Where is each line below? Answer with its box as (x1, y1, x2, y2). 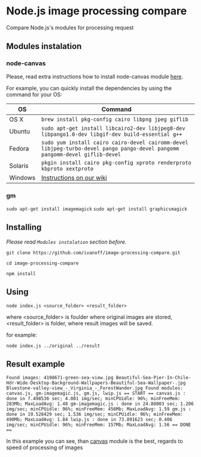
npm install (6, 270, 36, 276)
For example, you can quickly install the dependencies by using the (6, 84, 172, 92)
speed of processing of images (6, 444, 83, 451)
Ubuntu (9, 127, 31, 135)
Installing (6, 223, 42, 233)
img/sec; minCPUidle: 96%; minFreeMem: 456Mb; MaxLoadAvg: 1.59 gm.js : (6, 406, 191, 412)
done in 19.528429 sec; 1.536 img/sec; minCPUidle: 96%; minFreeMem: (6, 412, 184, 418)
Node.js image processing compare (6, 4, 187, 18)
